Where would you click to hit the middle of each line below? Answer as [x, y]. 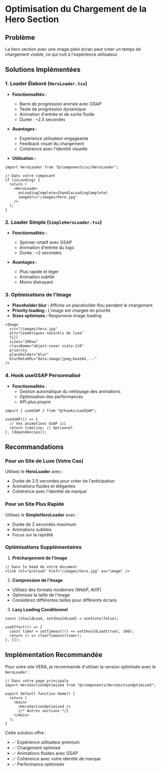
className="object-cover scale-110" [47, 346]
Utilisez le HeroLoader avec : [34, 472]
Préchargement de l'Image [40, 558]
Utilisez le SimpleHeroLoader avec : [41, 515]
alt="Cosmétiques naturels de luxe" [47, 333]
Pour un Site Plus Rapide [35, 504]
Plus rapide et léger [39, 271]
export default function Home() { [40, 694]
